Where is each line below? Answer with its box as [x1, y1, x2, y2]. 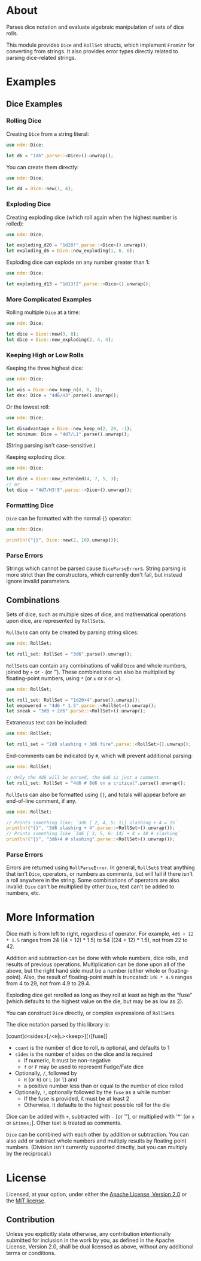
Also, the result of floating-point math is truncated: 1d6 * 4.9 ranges [23, 973, 193, 981]
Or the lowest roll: [6, 403, 50, 410]
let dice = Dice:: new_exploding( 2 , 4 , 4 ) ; [6, 337, 114, 343]
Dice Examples [6, 99, 63, 109]
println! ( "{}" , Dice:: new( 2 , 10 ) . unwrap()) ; [6, 537, 119, 543]
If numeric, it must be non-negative [23, 1057, 111, 1064]
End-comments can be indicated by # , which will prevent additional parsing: [6, 752, 193, 760]
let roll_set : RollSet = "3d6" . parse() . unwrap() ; [6, 651, 133, 657]
